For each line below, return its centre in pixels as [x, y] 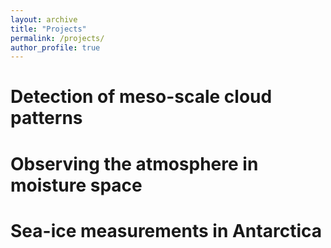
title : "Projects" [48, 29]
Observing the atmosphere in [134, 163]
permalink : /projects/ [57, 38]
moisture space [76, 185]
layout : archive [44, 19]
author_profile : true [55, 47]
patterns [46, 118]
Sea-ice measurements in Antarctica [166, 230]
